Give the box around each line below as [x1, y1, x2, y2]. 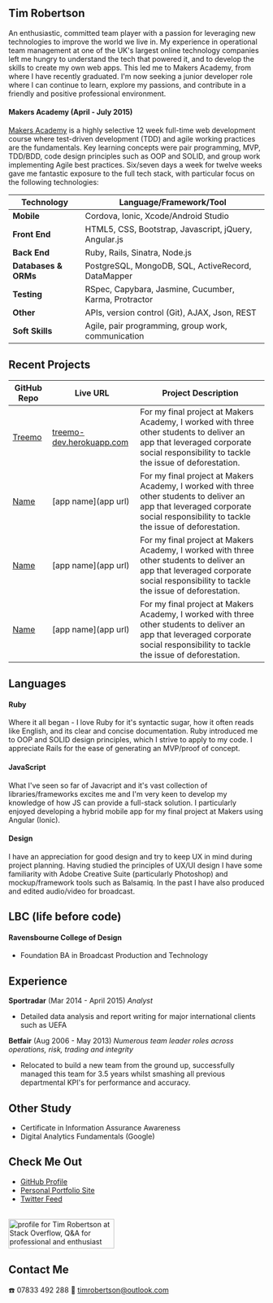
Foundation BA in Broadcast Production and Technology [19, 951, 209, 960]
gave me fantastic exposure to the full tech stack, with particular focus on [8, 168, 255, 178]
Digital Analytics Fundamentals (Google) [19, 1131, 156, 1142]
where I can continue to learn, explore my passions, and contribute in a [8, 80, 246, 90]
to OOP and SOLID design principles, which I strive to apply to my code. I [8, 735, 253, 745]
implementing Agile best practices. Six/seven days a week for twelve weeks [8, 160, 262, 170]
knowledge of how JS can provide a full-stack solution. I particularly [8, 798, 237, 807]
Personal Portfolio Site [19, 1185, 95, 1195]
